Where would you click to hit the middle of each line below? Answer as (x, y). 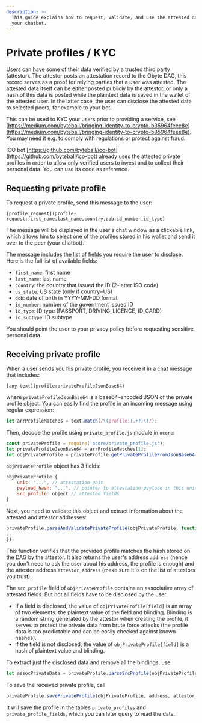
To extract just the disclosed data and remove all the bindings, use (88, 662)
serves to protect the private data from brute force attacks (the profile (101, 625)
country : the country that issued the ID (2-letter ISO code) (87, 285)
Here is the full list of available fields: (52, 261)
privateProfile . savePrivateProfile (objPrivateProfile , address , (88, 696)
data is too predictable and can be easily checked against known (95, 632)
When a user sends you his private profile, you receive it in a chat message (99, 368)
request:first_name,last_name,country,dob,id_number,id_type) (86, 219)
